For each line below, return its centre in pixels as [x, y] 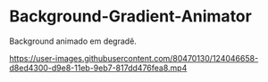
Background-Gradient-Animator [130, 16]
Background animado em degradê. [73, 41]
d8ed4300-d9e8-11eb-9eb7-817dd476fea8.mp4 [98, 68]
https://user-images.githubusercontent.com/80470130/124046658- [134, 58]
